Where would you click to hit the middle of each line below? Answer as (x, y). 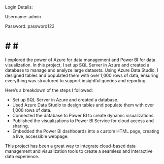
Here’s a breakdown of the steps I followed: (49, 90)
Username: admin (23, 16)
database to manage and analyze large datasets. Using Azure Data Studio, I (82, 70)
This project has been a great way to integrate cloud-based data (70, 146)
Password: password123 (30, 26)
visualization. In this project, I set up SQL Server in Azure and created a (77, 65)
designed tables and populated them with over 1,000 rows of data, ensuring (82, 75)
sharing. (21, 126)
